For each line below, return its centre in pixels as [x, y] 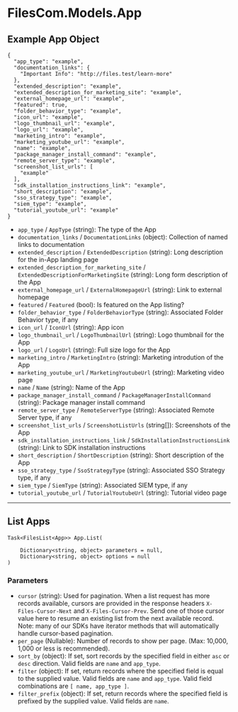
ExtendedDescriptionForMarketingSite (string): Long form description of [123, 275]
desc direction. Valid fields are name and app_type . [89, 664]
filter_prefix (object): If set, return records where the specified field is [123, 694]
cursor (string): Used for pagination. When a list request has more [114, 596]
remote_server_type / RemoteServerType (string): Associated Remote [116, 410]
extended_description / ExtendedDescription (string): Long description [120, 252]
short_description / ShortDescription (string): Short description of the [121, 455]
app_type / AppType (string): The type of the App [87, 229]
